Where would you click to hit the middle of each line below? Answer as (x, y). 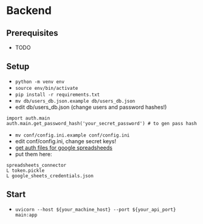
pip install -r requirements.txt (57, 95)
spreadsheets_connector (36, 165)
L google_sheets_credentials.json (50, 176)
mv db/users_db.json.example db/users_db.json (75, 101)
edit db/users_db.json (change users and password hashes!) (91, 107)
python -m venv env (40, 82)
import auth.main (28, 118)
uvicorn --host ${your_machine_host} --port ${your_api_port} (95, 209)
